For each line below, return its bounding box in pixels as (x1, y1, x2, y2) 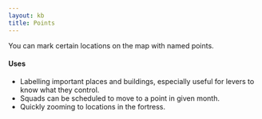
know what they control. (19, 85, 100, 94)
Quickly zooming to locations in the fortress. (19, 102, 166, 111)
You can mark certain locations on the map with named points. (8, 40, 214, 50)
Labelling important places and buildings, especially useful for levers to (19, 76, 255, 86)
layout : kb (8, 11, 45, 20)
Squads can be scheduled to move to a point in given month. (19, 93, 220, 103)
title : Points (8, 19, 56, 27)
